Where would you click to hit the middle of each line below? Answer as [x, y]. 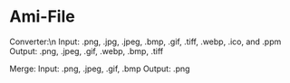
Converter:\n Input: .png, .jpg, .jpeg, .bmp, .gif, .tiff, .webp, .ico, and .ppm [145, 41]
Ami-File [42, 17]
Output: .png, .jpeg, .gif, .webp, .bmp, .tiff [87, 51]
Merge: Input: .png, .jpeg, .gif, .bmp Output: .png [100, 69]
